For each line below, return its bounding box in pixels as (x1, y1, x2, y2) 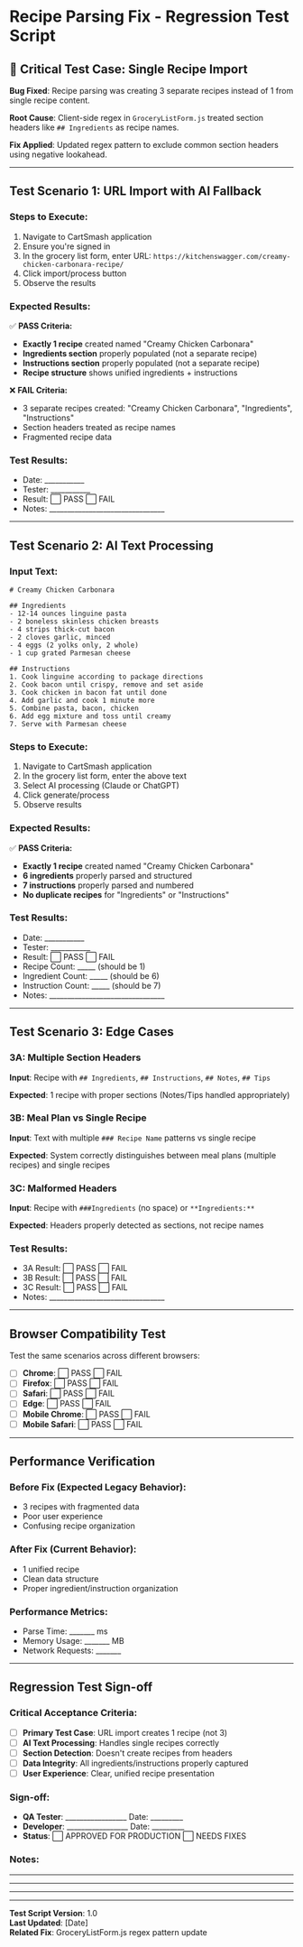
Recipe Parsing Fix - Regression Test (9, 6, 289, 27)
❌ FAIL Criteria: (9, 384, 68, 395)
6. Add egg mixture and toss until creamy (9, 711, 171, 721)
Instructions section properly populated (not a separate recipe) (22, 357, 260, 368)
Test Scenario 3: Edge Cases (9, 1024, 174, 1039)
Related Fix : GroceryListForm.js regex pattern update (9, 1926, 207, 1937)
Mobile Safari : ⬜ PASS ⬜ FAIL (22, 1418, 143, 1429)
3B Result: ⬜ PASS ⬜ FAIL (22, 1272, 128, 1283)
